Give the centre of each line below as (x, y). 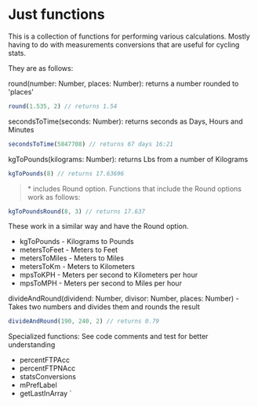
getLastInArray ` (45, 393)
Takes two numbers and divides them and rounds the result (104, 307)
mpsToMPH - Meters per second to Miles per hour (101, 283)
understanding (32, 345)
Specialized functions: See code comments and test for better (108, 337)
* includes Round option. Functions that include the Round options (134, 188)
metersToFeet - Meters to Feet (69, 250)
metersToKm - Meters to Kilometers (77, 267)
